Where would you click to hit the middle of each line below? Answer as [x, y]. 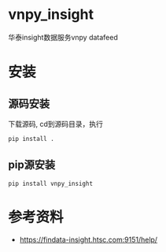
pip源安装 [32, 165]
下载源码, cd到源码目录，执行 [56, 124]
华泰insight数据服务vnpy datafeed [63, 37]
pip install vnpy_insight [50, 183]
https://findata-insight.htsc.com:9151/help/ [89, 239]
